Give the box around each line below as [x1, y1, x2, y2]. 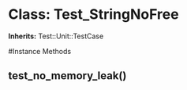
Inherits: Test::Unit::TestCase [8, 31, 104, 41]
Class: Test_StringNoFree [8, 5, 179, 23]
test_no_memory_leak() [8, 69, 127, 83]
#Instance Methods [8, 46, 72, 56]
